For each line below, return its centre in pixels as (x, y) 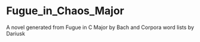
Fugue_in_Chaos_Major (65, 11)
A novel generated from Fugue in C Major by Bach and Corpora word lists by (100, 27)
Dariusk (16, 33)
